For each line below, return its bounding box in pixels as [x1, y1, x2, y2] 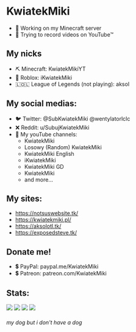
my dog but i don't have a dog [6, 319, 82, 326]
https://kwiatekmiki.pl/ [15, 216, 71, 224]
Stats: [6, 288, 30, 298]
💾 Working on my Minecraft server [15, 24, 102, 32]
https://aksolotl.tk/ [15, 222, 62, 230]
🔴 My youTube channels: [15, 130, 77, 138]
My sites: [6, 193, 43, 203]
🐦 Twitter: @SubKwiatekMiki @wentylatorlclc [15, 115, 131, 122]
